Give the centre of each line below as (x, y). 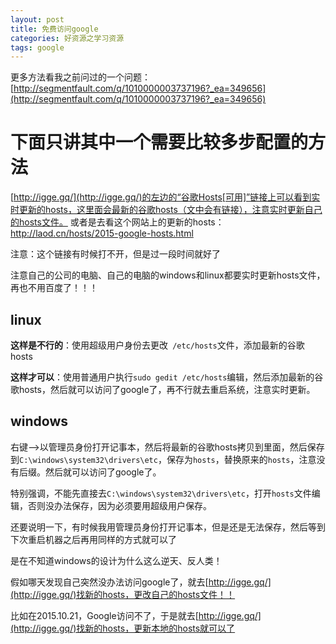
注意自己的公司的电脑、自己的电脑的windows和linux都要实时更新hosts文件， (168, 275)
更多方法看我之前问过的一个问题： (80, 77)
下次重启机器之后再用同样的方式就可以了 (93, 539)
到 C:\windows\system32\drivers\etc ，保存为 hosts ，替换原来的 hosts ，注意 (163, 459)
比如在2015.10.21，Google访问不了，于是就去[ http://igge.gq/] (136, 615)
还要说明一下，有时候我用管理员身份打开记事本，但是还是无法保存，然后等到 (168, 527)
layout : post (37, 19)
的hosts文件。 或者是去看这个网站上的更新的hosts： (117, 222)
